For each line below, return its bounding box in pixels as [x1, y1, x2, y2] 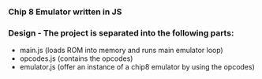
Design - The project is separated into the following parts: [8, 27, 234, 38]
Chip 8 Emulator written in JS [8, 6, 122, 17]
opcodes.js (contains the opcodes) [19, 54, 133, 63]
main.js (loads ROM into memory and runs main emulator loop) [19, 46, 223, 55]
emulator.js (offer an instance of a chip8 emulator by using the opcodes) [19, 62, 255, 72]
